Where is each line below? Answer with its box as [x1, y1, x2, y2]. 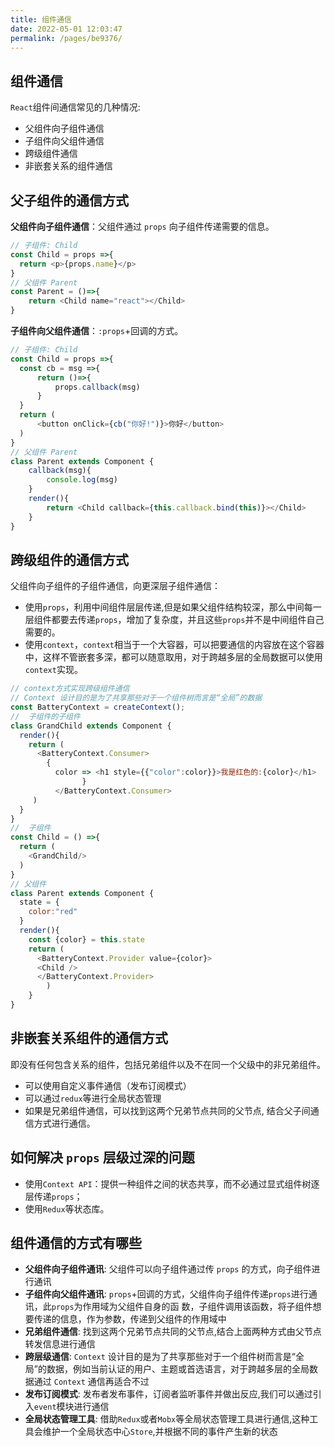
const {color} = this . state [28, 934, 145, 945]
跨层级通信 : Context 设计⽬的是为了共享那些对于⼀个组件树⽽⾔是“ [24, 1351, 297, 1363]
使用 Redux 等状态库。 [24, 1202, 110, 1215]
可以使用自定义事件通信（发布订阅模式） [24, 1079, 192, 1091]
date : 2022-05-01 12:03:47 [10, 24, 123, 34]
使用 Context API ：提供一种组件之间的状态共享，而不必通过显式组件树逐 [24, 1177, 320, 1190]
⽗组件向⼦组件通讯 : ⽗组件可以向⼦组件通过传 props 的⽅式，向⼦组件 [24, 1263, 312, 1275]
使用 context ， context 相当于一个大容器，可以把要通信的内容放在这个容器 [24, 639, 325, 651]
